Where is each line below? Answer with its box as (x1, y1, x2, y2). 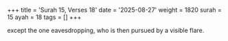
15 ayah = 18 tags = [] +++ (7, 13, 82, 21)
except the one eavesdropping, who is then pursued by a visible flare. (7, 27, 205, 34)
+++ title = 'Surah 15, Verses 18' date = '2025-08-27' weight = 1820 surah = (7, 6, 222, 14)
